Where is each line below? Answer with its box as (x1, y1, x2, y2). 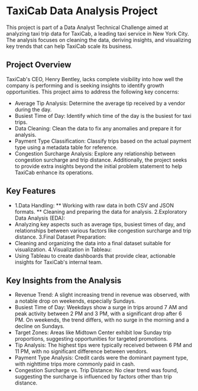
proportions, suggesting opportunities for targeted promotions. (14, 335, 168, 342)
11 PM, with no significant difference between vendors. (14, 348, 148, 355)
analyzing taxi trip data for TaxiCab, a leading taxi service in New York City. (6, 30, 189, 37)
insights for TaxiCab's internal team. (14, 258, 103, 265)
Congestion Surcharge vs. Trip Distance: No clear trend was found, (14, 367, 178, 374)
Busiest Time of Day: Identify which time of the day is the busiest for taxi (14, 112, 192, 119)
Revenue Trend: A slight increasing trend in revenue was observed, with (14, 291, 190, 299)
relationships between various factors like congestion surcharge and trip (14, 227, 191, 234)
